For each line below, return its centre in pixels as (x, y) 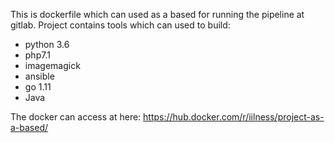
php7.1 (37, 55)
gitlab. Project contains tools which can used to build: (120, 25)
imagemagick (52, 65)
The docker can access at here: (76, 117)
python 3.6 (47, 44)
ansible (39, 76)
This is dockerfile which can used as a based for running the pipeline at (157, 14)
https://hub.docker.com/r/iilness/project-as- (234, 117)
